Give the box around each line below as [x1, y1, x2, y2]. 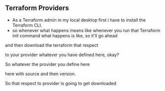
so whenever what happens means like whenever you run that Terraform [12, 27, 161, 33]
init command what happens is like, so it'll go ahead [12, 32, 118, 38]
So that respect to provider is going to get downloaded [5, 80, 117, 86]
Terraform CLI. [12, 22, 42, 28]
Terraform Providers [5, 4, 69, 12]
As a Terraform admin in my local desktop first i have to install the [12, 17, 146, 23]
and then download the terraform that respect [5, 42, 98, 48]
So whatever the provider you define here [5, 61, 90, 67]
